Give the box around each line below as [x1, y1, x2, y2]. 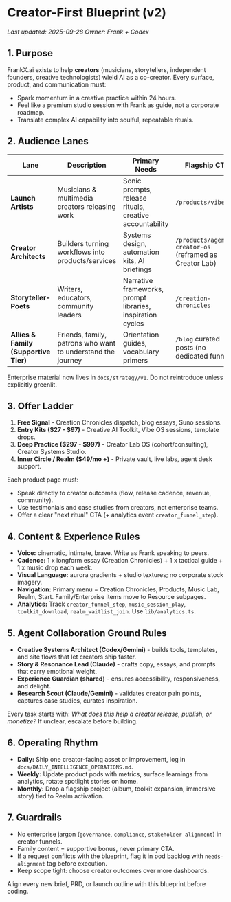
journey [57, 355, 82, 365]
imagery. [16, 578, 43, 587]
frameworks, [122, 284, 164, 293]
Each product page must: [7, 475, 79, 484]
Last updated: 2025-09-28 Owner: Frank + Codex [7, 27, 149, 36]
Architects [10, 251, 46, 261]
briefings [122, 264, 153, 274]
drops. [16, 433, 36, 441]
